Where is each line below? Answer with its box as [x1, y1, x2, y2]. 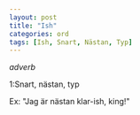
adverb [9, 62, 35, 73]
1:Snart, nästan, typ [9, 79, 80, 89]
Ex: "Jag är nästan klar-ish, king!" [9, 96, 130, 107]
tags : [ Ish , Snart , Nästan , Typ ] [9, 37, 133, 47]
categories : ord [9, 29, 69, 38]
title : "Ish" [9, 21, 58, 30]
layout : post [9, 12, 58, 22]
